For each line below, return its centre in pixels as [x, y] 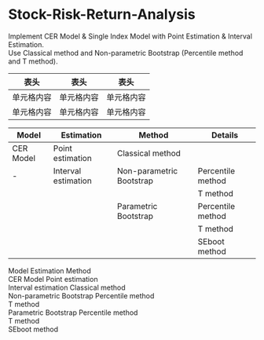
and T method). [33, 61]
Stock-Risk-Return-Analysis [102, 15]
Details [225, 135]
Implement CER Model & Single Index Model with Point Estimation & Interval [130, 36]
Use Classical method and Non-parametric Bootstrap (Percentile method [126, 53]
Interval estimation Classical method [67, 287]
